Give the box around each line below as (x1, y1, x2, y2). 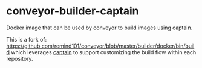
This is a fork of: (6, 36, 47, 43)
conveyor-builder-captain (6, 4, 139, 18)
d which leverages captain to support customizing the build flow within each (6, 48, 197, 55)
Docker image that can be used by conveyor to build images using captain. (6, 24, 193, 31)
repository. (6, 55, 33, 62)
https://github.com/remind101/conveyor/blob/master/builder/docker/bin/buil (6, 42, 195, 49)
